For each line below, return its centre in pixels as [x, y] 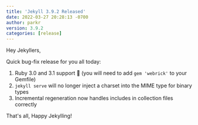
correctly [26, 104]
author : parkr [24, 22]
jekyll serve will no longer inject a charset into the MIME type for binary [103, 85]
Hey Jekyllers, [24, 50]
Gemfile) [25, 80]
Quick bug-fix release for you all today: [54, 62]
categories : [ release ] [34, 34]
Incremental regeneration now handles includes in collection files [94, 98]
